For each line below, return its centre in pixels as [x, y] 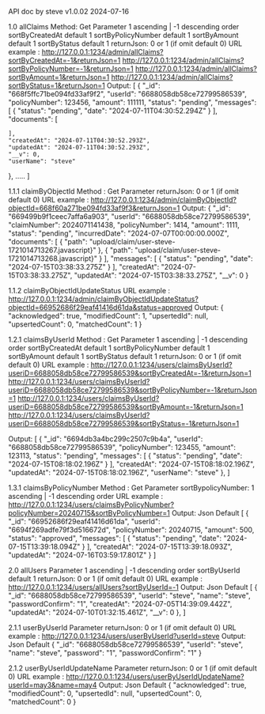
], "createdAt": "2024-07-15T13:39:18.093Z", [159, 546]
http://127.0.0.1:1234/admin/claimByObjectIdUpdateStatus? [104, 299]
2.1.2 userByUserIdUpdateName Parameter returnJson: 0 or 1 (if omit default [132, 668]
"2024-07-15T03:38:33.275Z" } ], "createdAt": [84, 267]
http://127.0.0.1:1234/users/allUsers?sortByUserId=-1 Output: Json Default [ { [133, 587]
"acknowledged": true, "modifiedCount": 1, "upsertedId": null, [108, 316]
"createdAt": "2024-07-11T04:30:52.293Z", [79, 141]
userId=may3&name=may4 [53, 685]
